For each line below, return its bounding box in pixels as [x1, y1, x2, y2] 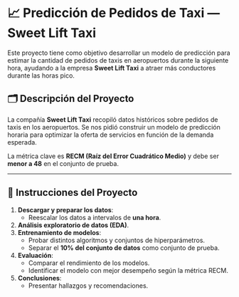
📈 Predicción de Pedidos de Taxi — [7, 5, 221, 21]
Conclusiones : [17, 273, 62, 282]
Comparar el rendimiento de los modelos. [28, 259, 150, 267]
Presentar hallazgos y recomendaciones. [28, 281, 149, 290]
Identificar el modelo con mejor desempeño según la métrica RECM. [28, 266, 229, 274]
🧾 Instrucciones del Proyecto [7, 187, 138, 199]
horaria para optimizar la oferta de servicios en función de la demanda [7, 130, 214, 139]
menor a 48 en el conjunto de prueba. [7, 159, 119, 167]
